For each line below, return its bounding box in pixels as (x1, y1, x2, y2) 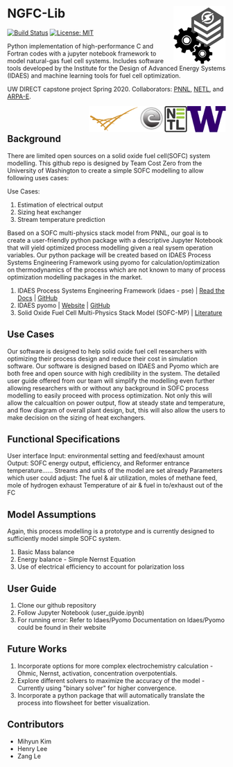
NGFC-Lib (7, 6, 66, 21)
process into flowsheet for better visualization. (17, 698, 150, 707)
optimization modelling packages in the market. (7, 273, 143, 281)
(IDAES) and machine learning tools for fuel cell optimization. (7, 71, 181, 80)
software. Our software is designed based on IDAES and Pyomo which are (7, 361, 219, 370)
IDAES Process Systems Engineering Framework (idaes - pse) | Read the (17, 286, 225, 295)
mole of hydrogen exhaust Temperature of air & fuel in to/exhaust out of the (7, 481, 223, 490)
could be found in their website (17, 623, 106, 631)
